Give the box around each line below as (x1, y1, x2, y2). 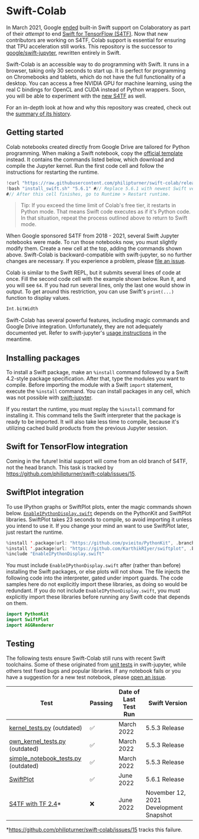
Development (146, 803, 183, 812)
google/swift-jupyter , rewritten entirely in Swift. (6, 49, 121, 56)
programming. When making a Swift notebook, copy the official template (6, 149, 183, 156)
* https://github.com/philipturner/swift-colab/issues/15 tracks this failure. (6, 826, 182, 833)
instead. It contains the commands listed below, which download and (6, 156, 175, 163)
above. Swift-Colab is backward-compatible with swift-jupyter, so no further (6, 251, 192, 258)
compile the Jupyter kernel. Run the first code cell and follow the (6, 162, 164, 169)
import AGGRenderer (6, 622, 54, 628)
